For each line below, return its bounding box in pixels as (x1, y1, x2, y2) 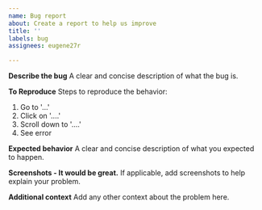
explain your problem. (8, 177, 81, 187)
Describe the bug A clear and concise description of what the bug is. (8, 71, 239, 81)
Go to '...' (19, 103, 50, 112)
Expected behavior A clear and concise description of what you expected (8, 144, 255, 153)
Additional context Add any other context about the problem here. (8, 192, 230, 202)
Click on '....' (19, 111, 61, 121)
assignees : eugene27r (8, 42, 81, 50)
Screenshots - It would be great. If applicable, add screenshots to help (8, 168, 246, 178)
